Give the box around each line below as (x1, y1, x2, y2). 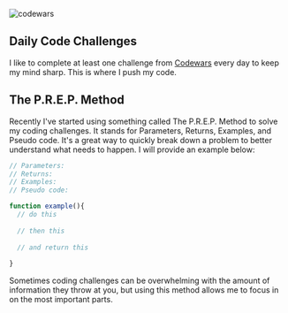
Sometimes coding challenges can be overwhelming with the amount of (9, 275, 270, 286)
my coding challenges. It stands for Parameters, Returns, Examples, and (9, 125, 272, 136)
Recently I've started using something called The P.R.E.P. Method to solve (9, 116, 278, 126)
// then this (17, 226, 65, 235)
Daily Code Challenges (9, 34, 138, 49)
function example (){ (9, 202, 86, 211)
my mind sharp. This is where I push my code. (9, 66, 177, 77)
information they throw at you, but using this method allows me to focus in (9, 285, 279, 295)
